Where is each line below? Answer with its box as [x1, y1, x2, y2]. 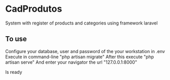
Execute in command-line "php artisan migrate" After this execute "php [5, 54, 154, 60]
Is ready [5, 69, 22, 75]
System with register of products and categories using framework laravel [5, 20, 158, 26]
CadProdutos [5, 3, 62, 15]
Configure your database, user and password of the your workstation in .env [5, 48, 165, 54]
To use [5, 35, 27, 43]
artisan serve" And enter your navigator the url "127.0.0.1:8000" [5, 59, 138, 65]
